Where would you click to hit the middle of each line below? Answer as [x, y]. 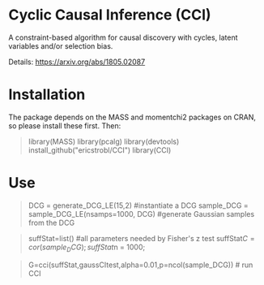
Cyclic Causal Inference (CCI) [110, 15]
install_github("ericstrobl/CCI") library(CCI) [100, 150]
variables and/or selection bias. [61, 45]
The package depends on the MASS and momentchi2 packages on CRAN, [132, 117]
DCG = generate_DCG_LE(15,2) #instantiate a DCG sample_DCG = [138, 205]
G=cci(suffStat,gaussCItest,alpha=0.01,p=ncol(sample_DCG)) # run [141, 265]
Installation [47, 95]
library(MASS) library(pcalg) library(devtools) [104, 141]
